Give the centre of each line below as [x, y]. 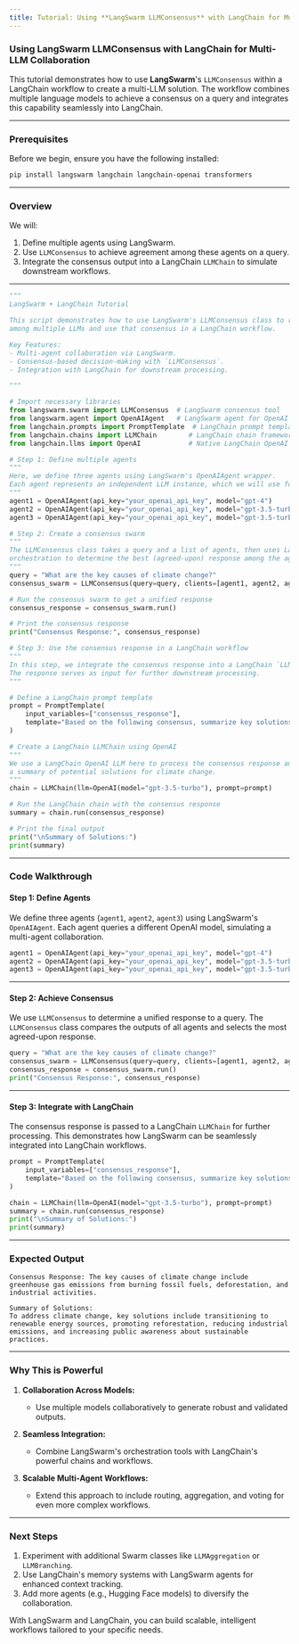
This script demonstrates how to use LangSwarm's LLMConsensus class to [147, 321]
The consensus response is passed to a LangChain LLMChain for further [140, 1127]
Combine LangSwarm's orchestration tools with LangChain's [146, 1451]
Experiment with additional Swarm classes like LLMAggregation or [141, 1556]
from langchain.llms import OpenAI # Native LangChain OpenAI [149, 443]
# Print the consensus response [69, 624]
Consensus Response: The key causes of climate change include [129, 1277]
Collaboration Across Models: [78, 1390]
